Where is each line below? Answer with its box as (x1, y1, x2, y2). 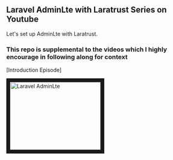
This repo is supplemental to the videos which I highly (6, 45, 168, 54)
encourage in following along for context (6, 52, 128, 61)
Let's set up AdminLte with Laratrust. (6, 30, 98, 37)
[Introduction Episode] (6, 66, 62, 74)
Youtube (6, 14, 39, 25)
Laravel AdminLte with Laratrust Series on (6, 5, 167, 15)
